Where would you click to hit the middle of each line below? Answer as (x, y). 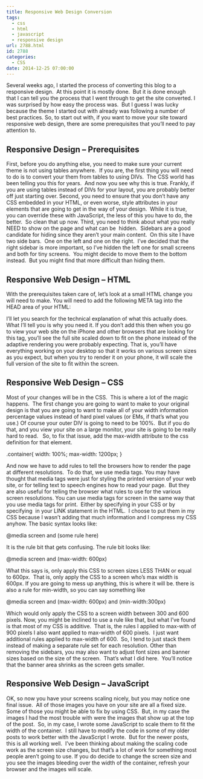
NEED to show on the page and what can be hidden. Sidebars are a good (98, 228)
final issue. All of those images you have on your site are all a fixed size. (96, 705)
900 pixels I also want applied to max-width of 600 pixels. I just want (93, 633)
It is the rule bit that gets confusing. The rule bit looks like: (79, 547)
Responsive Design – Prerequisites (73, 149)
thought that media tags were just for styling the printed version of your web (101, 478)
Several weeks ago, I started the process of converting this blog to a (91, 85)
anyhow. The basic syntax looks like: (52, 524)
